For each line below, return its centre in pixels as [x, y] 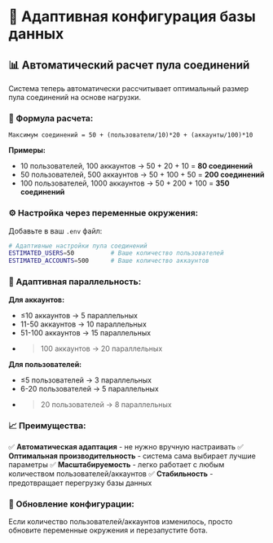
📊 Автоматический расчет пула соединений [129, 65]
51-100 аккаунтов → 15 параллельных [86, 332]
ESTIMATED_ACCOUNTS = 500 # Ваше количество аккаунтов [109, 261]
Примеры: [27, 151]
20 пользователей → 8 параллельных [106, 404]
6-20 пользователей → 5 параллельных [89, 388]
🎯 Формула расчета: [51, 118]
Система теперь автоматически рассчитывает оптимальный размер [128, 88]
